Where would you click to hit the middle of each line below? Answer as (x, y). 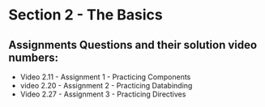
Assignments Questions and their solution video (133, 45)
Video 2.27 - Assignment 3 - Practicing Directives (103, 94)
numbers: (34, 57)
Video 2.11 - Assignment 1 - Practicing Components (105, 77)
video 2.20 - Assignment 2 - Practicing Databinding (106, 86)
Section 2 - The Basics (86, 15)
